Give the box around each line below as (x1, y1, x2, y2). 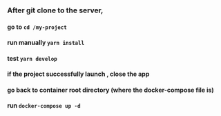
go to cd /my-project (7, 23, 67, 31)
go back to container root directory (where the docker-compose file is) (7, 86, 214, 94)
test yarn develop (7, 54, 57, 62)
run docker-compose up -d (7, 101, 81, 110)
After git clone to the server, (7, 6, 104, 15)
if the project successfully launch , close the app (7, 70, 150, 78)
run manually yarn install (7, 39, 85, 47)
